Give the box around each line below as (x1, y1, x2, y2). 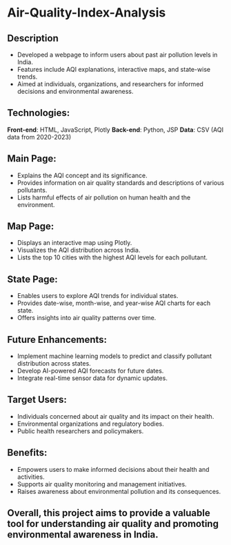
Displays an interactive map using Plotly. (17, 239, 132, 247)
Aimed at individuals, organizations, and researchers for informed (17, 80, 203, 88)
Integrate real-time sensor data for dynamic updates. (17, 374, 168, 382)
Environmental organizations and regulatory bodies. (17, 419, 164, 428)
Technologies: (7, 107, 70, 119)
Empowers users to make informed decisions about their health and (17, 465, 210, 473)
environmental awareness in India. (7, 529, 159, 541)
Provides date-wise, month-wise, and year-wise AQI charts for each (17, 299, 211, 308)
